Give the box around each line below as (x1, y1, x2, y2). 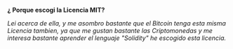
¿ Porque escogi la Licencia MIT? (7, 6, 105, 14)
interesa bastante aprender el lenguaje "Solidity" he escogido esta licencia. (7, 34, 227, 42)
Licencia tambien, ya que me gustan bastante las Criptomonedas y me (7, 27, 213, 35)
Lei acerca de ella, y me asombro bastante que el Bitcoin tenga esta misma (7, 19, 227, 27)
